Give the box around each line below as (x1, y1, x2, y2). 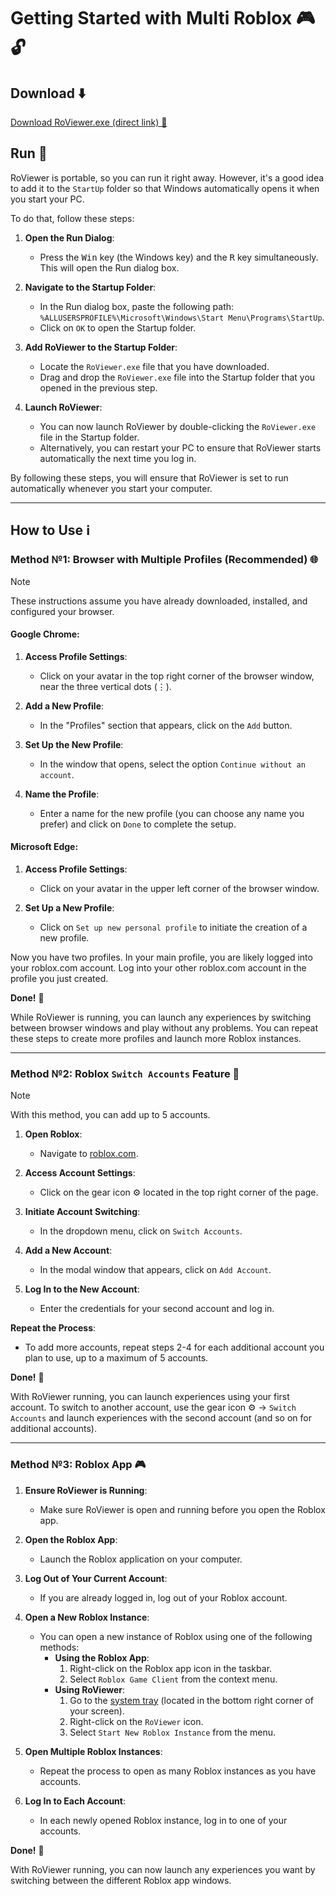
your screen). (69, 1705, 125, 1717)
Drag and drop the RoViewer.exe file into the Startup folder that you (39, 371, 316, 383)
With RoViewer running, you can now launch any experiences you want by (10, 1863, 316, 1875)
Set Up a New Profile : (24, 901, 115, 914)
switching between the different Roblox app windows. (10, 1874, 232, 1886)
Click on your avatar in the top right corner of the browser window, (39, 670, 315, 682)
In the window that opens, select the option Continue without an (39, 758, 306, 770)
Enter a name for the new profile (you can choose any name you (39, 807, 305, 819)
